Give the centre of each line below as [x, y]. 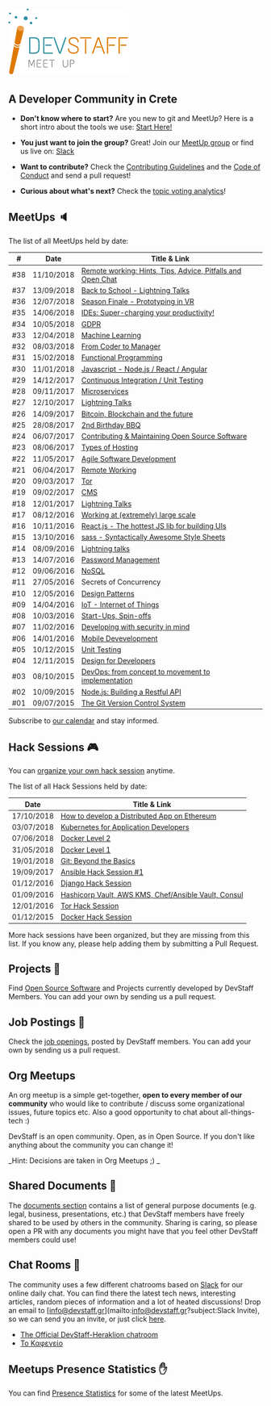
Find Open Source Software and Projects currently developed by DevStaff [131, 988]
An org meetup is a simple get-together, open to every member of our [125, 1095]
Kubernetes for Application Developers [125, 827]
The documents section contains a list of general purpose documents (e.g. [132, 1205]
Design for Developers [118, 661]
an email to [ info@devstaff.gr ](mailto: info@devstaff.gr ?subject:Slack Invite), [134, 1310]
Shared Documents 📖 [63, 1186]
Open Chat [99, 279]
